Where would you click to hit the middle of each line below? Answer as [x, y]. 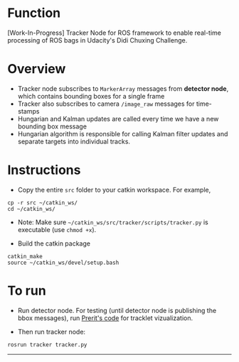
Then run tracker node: [52, 331]
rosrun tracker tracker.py [47, 345]
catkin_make [25, 256]
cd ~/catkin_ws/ [31, 209]
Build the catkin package [54, 243]
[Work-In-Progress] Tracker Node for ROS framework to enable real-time [115, 33]
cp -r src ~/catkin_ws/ [43, 203]
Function [34, 13]
